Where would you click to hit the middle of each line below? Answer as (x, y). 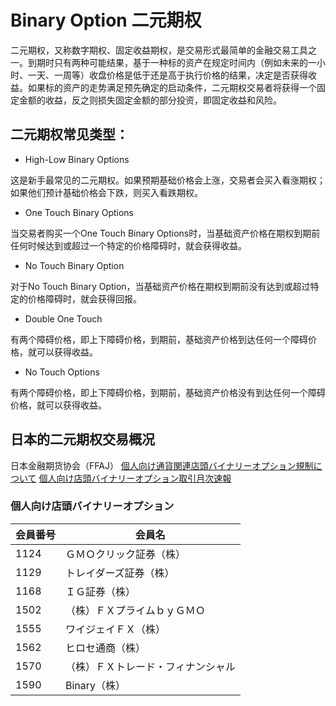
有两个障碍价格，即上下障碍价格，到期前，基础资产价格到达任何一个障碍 (159, 339)
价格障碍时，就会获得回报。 (84, 298)
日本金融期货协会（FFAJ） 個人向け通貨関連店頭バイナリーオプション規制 (162, 465)
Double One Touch (63, 318)
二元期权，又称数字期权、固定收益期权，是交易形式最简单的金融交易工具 (159, 50)
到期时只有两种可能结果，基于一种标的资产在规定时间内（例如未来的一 (172, 62)
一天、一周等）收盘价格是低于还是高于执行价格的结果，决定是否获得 (167, 75)
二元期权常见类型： (69, 134)
